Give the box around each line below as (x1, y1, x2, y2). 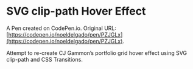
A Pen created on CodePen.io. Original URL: (6, 24, 117, 32)
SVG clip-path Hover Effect (6, 4, 146, 18)
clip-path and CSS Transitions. (6, 56, 83, 63)
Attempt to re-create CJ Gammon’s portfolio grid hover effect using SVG (6, 49, 188, 56)
